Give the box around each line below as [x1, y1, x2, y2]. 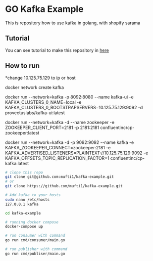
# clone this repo [5, 170, 43, 175]
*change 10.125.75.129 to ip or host [5, 75, 76, 81]
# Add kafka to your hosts [5, 193, 61, 198]
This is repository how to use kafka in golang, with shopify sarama [5, 20, 141, 26]
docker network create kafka [5, 84, 64, 90]
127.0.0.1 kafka [5, 202, 39, 207]
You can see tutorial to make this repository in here [5, 47, 109, 53]
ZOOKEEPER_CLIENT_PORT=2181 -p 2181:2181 [5, 125, 100, 130]
